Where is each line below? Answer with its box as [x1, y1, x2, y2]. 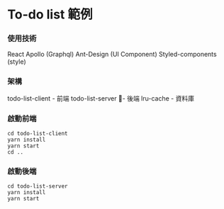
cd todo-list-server [7, 183, 69, 190]
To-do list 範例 [7, 6, 93, 23]
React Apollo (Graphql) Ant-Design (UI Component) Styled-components [7, 50, 218, 59]
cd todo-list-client [7, 130, 69, 137]
